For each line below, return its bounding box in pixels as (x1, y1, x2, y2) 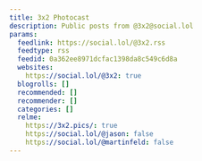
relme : (17, 113, 42, 122)
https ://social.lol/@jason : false (25, 130, 154, 139)
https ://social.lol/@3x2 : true (25, 72, 142, 80)
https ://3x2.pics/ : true (25, 122, 118, 131)
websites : (17, 64, 54, 72)
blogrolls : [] (17, 80, 70, 89)
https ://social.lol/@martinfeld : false (25, 138, 174, 147)
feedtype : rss (17, 47, 70, 55)
